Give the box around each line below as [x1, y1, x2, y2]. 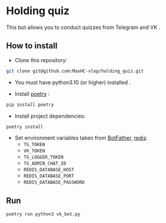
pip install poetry [6, 102, 54, 108]
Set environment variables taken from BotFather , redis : [14, 134, 148, 141]
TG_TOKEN [23, 142, 45, 148]
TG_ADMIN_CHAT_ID [23, 161, 67, 167]
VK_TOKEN [23, 148, 45, 154]
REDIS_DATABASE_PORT [23, 173, 74, 179]
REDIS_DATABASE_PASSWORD [23, 179, 85, 186]
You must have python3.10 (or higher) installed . [14, 79, 131, 86]
